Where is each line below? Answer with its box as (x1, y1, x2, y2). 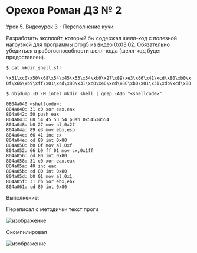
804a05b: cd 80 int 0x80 (6, 168, 67, 174)
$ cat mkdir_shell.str (6, 64, 62, 71)
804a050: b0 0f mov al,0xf (6, 142, 73, 148)
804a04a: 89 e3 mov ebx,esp (6, 126, 75, 133)
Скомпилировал (6, 228, 47, 235)
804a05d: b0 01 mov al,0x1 (6, 173, 73, 179)
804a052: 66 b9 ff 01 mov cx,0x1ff (6, 147, 94, 154)
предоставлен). (6, 53, 45, 60)
